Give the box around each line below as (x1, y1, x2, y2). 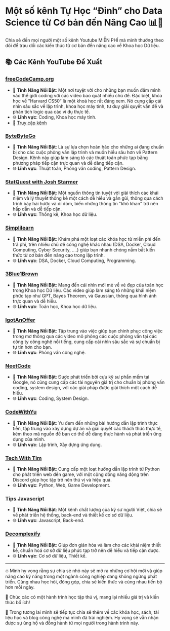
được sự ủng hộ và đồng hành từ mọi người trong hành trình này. (5, 620, 140, 626)
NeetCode (5, 362, 31, 369)
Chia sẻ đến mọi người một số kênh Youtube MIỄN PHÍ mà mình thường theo (5, 37, 164, 43)
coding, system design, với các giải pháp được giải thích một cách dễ (12, 385, 157, 391)
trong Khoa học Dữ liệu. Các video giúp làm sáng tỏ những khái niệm (12, 287, 156, 293)
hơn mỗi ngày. (5, 584, 35, 590)
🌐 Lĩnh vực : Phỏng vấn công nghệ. (12, 350, 86, 356)
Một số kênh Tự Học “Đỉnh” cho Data (5, 5, 163, 17)
